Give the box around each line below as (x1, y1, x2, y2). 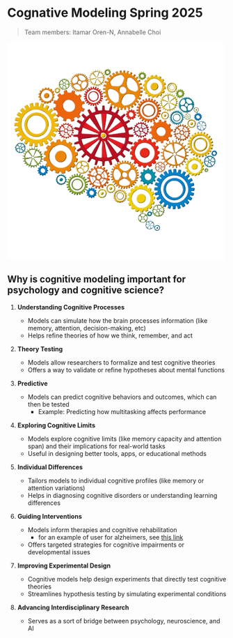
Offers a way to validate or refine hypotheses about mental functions (27, 365, 225, 374)
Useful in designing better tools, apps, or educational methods (27, 449, 207, 457)
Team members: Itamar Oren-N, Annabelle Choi (24, 28, 161, 36)
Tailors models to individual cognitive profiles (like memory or (27, 476, 204, 485)
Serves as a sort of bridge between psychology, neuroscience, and (27, 616, 220, 625)
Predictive (17, 379, 48, 388)
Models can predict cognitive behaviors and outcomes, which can (27, 393, 217, 401)
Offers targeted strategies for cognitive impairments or (27, 540, 184, 549)
